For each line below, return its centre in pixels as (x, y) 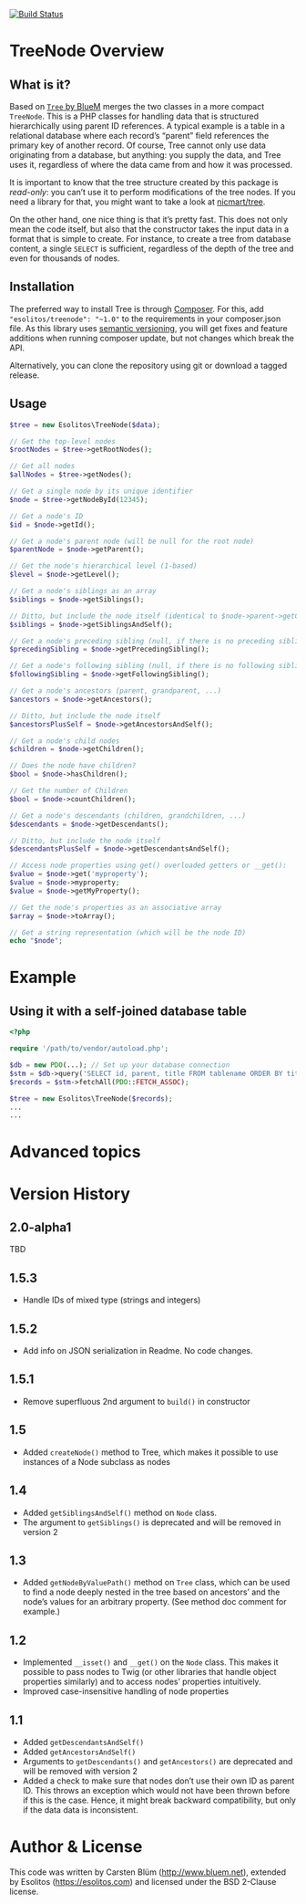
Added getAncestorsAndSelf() (79, 1752)
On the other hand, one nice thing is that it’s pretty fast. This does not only (149, 220)
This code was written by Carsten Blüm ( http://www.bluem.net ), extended (148, 1872)
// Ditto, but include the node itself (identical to (114, 616)
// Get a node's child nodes (65, 741)
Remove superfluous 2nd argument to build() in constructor (136, 1401)
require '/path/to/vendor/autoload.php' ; (89, 1049)
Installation (42, 287)
